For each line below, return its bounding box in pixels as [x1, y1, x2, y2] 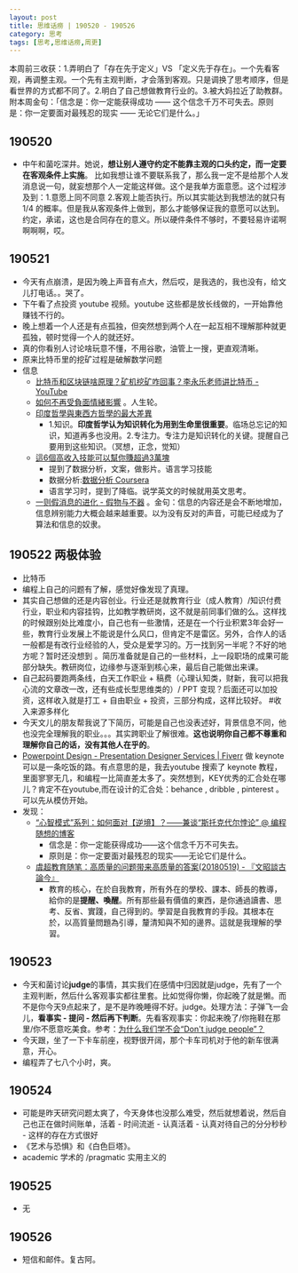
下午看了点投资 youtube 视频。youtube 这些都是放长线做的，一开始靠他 [21, 298, 284, 309]
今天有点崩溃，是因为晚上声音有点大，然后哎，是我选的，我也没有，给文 [21, 276, 286, 287]
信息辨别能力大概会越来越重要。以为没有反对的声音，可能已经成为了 [35, 507, 285, 518]
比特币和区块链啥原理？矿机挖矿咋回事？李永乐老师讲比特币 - [35, 376, 259, 386]
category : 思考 [9, 29, 63, 38]
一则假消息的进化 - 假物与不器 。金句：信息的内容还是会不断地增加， [35, 497, 286, 507]
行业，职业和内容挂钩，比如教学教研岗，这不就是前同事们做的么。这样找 [21, 606, 286, 617]
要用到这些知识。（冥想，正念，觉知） [48, 441, 185, 451]
